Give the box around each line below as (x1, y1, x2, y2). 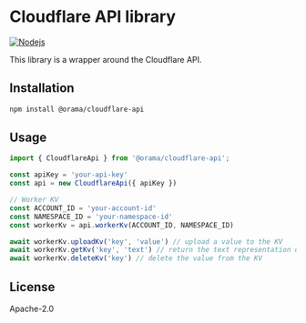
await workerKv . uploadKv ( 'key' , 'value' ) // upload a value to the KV (9, 237, 283, 247)
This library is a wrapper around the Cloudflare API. (9, 54, 202, 65)
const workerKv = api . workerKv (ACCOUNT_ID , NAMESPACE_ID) (9, 220, 234, 229)
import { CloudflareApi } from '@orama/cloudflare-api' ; (9, 154, 230, 163)
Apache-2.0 (9, 303, 55, 314)
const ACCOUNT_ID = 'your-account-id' (9, 203, 157, 213)
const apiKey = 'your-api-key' (9, 170, 128, 179)
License (9, 279, 56, 295)
